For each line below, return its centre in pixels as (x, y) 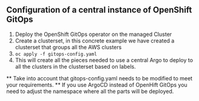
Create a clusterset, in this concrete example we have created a (95, 40)
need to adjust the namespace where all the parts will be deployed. (90, 91)
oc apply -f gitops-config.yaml (56, 54)
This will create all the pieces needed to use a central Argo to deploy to (104, 60)
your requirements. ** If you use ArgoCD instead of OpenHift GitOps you (97, 85)
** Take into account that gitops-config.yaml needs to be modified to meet (99, 78)
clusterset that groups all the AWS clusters (68, 47)
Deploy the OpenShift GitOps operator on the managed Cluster (93, 34)
